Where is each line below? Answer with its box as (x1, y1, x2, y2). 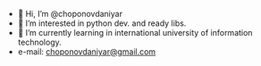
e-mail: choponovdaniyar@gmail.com (17, 46, 156, 57)
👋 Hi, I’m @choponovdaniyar (17, 9, 123, 19)
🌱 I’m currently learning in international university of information (17, 28, 253, 37)
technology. (17, 37, 63, 47)
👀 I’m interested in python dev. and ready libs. (17, 18, 187, 29)
